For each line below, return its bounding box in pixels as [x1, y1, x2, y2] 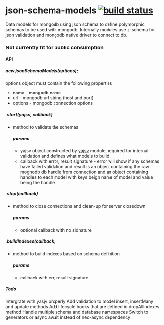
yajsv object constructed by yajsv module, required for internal [20, 148, 149, 154]
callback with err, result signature [20, 275, 89, 280]
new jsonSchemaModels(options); [5, 68, 78, 74]
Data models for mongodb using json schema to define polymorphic [5, 21, 145, 27]
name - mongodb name [12, 90, 61, 96]
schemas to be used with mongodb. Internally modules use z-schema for [5, 26, 155, 32]
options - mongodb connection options [12, 100, 93, 106]
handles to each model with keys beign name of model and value [20, 174, 153, 180]
